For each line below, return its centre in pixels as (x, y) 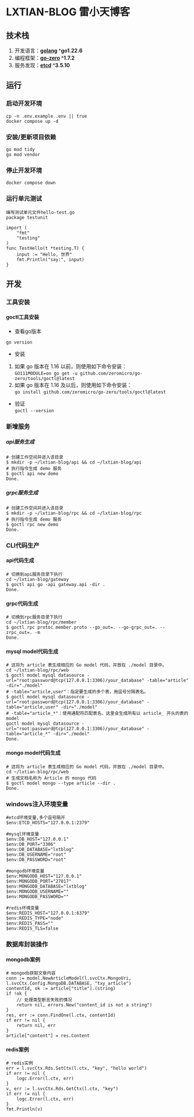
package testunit (27, 217)
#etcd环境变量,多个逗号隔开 (36, 817)
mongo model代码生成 (33, 753)
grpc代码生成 (22, 603)
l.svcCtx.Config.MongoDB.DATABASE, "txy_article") (69, 984)
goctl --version (34, 411)
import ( (17, 228)
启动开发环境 (24, 104)
